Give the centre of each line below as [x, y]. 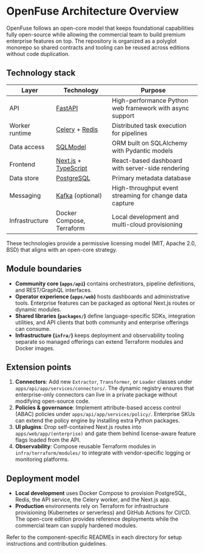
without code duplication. [38, 54]
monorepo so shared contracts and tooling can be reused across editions [98, 47]
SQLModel [71, 147]
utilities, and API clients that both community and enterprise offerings [102, 322]
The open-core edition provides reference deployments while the [97, 519]
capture [123, 203]
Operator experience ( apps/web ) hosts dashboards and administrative [102, 296]
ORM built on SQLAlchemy [150, 143]
